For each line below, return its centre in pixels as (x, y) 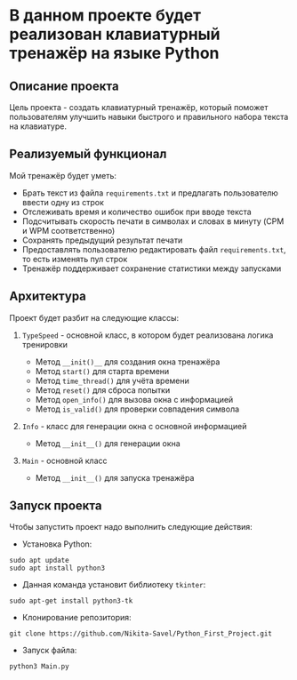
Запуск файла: (49, 651)
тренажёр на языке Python (114, 53)
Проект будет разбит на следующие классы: (94, 317)
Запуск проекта (56, 506)
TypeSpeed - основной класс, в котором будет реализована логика (148, 335)
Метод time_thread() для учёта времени (112, 380)
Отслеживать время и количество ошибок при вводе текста (136, 212)
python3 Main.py (39, 667)
